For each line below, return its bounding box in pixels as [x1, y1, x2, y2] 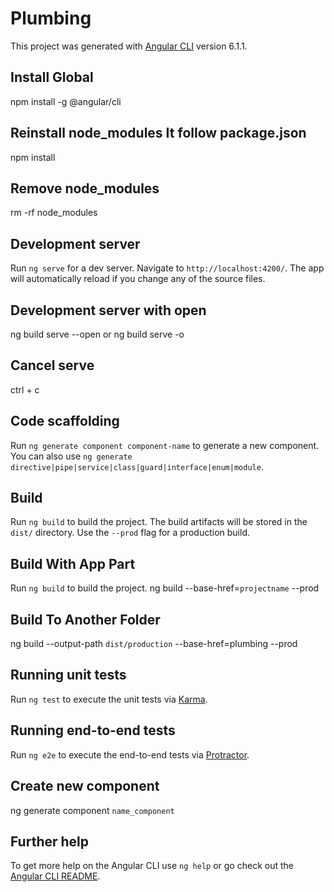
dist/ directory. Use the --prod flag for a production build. [10, 527, 250, 539]
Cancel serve [10, 357, 95, 374]
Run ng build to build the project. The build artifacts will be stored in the [10, 516, 308, 528]
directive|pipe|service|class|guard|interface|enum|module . [10, 460, 264, 472]
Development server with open [10, 302, 207, 319]
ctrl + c [10, 383, 40, 396]
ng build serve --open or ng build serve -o [10, 328, 185, 340]
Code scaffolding [10, 413, 120, 430]
